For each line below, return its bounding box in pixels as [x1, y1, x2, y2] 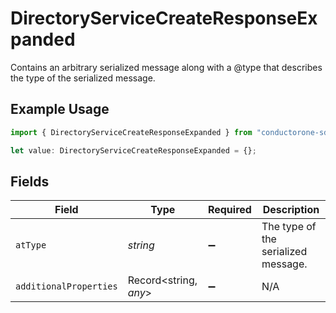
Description [262, 203, 320, 217]
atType [15, 240, 47, 251]
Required [207, 203, 252, 217]
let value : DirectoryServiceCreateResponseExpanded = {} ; [10, 145, 257, 156]
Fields [10, 173, 50, 190]
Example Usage [10, 101, 110, 118]
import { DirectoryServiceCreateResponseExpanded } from [10, 127, 253, 137]
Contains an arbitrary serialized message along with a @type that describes [10, 61, 323, 73]
